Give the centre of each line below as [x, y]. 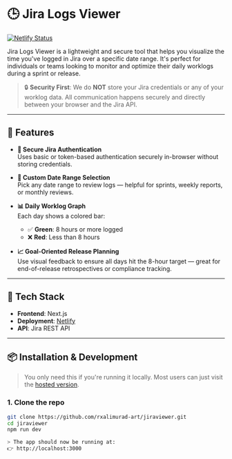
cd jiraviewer [28, 423]
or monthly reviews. [45, 192]
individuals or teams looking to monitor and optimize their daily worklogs [110, 66]
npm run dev [24, 430]
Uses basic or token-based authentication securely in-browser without [118, 156]
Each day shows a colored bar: [61, 216]
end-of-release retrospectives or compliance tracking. [95, 268]
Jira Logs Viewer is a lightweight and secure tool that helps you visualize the [116, 51]
